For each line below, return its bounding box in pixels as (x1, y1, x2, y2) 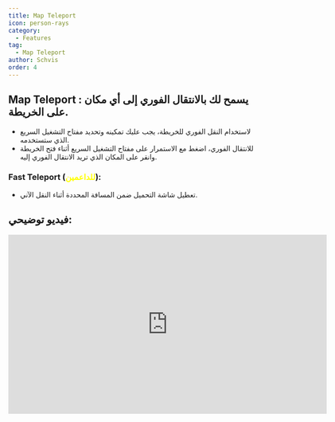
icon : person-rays (8, 19, 69, 27)
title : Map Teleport (8, 11, 77, 20)
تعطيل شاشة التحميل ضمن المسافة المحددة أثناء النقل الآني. (19, 190, 198, 199)
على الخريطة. (8, 105, 69, 119)
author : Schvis (8, 57, 59, 64)
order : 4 (8, 64, 37, 72)
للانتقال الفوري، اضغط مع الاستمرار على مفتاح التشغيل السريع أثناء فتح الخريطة (19, 143, 254, 153)
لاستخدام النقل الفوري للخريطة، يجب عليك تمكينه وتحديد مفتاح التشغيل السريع (19, 127, 251, 136)
